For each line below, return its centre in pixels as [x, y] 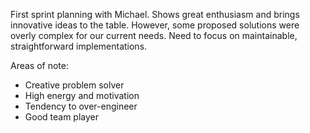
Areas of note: [40, 65]
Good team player [61, 117]
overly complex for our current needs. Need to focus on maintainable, [154, 35]
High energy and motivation [82, 95]
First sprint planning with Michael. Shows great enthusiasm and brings [155, 14]
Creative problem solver [74, 85]
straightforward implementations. [79, 46]
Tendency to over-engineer [81, 106]
